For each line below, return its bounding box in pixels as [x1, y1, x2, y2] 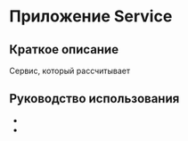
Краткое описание [9, 42, 119, 57]
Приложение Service [9, 6, 173, 27]
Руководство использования [9, 91, 180, 106]
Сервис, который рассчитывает [9, 65, 131, 76]
